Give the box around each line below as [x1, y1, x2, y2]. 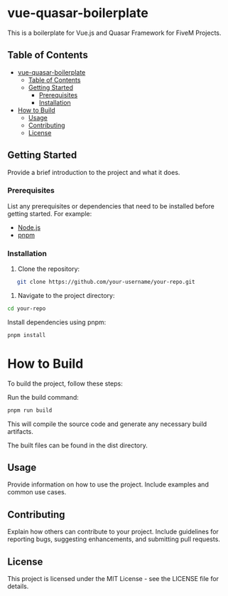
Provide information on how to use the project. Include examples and [7, 480, 210, 489]
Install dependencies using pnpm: [7, 318, 107, 326]
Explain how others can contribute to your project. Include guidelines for [7, 528, 219, 536]
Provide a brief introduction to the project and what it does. [7, 168, 180, 176]
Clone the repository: [17, 265, 80, 273]
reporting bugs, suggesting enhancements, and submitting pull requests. [7, 535, 220, 543]
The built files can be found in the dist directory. [7, 441, 148, 449]
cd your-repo [7, 305, 46, 312]
